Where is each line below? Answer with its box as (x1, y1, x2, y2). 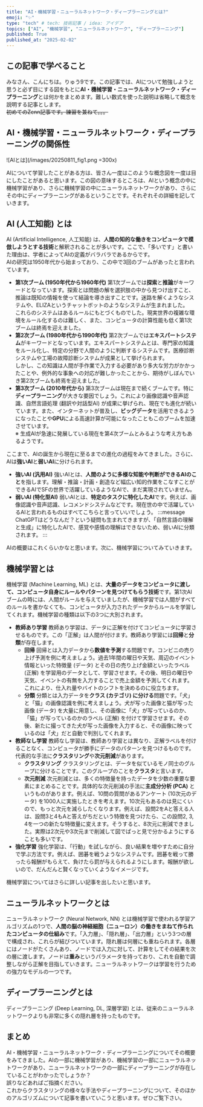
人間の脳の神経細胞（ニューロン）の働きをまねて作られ (55, 923, 193, 930)
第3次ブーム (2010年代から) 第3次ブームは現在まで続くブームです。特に (14, 385, 195, 392)
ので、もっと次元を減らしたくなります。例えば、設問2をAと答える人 (24, 805, 195, 813)
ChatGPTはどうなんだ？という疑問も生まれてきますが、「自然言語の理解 (14, 516, 194, 524)
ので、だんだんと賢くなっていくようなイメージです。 (20, 866, 152, 873)
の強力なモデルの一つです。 (6, 968, 75, 975)
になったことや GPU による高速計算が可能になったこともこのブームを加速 (14, 415, 196, 422)
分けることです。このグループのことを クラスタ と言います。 (39, 767, 187, 774)
